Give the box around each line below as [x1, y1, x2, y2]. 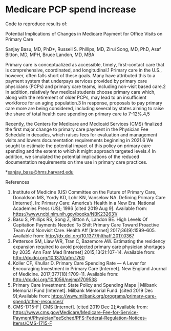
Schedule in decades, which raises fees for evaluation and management [5, 131, 158, 137]
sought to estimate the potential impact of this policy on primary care [5, 143, 151, 149]
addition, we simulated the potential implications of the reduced [5, 153, 140, 160]
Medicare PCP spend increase [5, 4, 137, 15]
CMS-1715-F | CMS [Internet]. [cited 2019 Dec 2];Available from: [12, 304, 148, 310]
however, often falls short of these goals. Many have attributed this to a [5, 72, 156, 78]
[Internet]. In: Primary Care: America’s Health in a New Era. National [12, 200, 156, 206]
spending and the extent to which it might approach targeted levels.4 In [5, 148, 156, 154]
